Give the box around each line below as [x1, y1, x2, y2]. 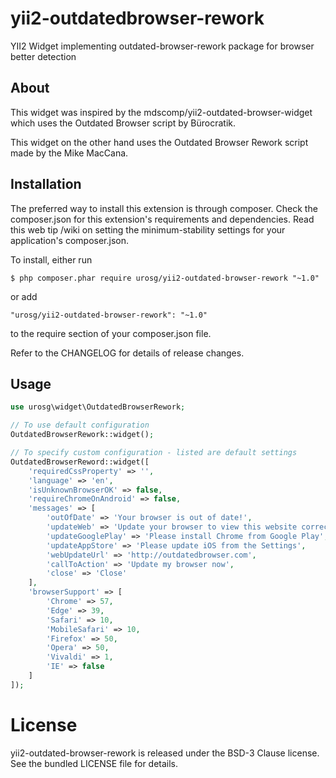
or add [10, 290, 38, 302]
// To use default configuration [10, 420, 150, 431]
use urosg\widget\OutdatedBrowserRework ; [10, 402, 186, 412]
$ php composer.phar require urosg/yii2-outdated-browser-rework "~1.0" [10, 273, 320, 283]
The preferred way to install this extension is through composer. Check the [10, 202, 318, 214]
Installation [10, 176, 82, 193]
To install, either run [10, 253, 93, 266]
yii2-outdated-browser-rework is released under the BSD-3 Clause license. [10, 747, 320, 759]
